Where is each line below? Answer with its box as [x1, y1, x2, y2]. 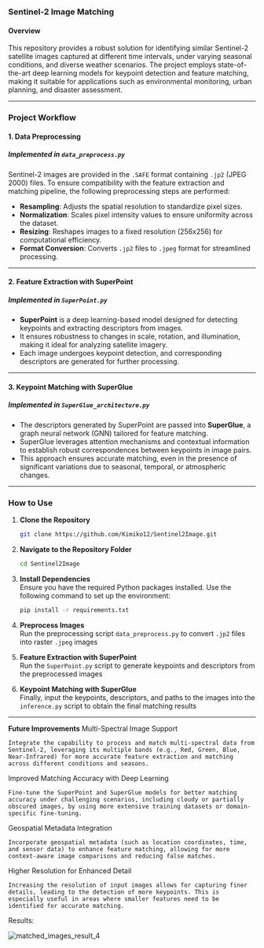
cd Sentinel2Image [19, 560, 80, 568]
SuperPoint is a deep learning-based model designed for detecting [19, 315, 238, 324]
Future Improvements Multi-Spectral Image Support [8, 724, 178, 733]
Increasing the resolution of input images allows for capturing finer [8, 881, 247, 889]
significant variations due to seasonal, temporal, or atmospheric [19, 461, 226, 471]
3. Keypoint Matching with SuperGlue [8, 382, 134, 391]
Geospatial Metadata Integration [8, 823, 112, 832]
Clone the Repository [19, 515, 90, 525]
